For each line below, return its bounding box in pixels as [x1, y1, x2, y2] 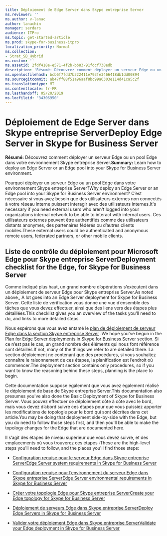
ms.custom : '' [5, 58, 35, 63]
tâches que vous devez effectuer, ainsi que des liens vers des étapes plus [5, 305, 157, 311]
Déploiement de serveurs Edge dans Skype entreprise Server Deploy [12, 505, 153, 511]
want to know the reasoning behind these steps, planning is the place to [5, 368, 153, 374]
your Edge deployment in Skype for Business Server [12, 525, 120, 531]
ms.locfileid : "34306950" [5, 95, 59, 100]
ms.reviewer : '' [5, 12, 39, 17]
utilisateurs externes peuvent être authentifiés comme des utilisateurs [5, 217, 149, 223]
